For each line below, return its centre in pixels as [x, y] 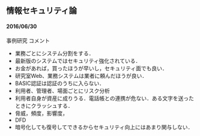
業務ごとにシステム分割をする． [54, 53]
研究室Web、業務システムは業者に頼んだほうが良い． [81, 75]
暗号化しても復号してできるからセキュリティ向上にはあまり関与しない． [104, 127]
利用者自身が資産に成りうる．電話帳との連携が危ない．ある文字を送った [104, 98]
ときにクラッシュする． [44, 105]
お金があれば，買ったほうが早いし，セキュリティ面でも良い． [91, 68]
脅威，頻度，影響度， [41, 113]
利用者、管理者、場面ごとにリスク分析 [62, 90]
